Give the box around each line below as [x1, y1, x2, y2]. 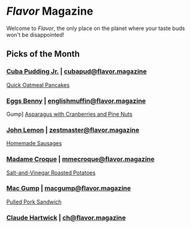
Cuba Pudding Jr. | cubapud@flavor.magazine [6, 67, 147, 76]
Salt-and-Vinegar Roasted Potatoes [6, 169, 96, 176]
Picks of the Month [6, 49, 80, 59]
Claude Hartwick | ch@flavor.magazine [6, 213, 126, 222]
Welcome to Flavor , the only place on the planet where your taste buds [6, 25, 185, 32]
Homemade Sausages [6, 140, 62, 147]
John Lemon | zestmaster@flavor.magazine [6, 126, 140, 134]
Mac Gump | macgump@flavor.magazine [6, 184, 132, 192]
